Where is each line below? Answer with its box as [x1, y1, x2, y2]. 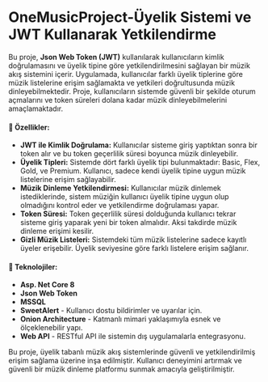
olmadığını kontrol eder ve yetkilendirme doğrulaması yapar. [19, 201, 220, 210]
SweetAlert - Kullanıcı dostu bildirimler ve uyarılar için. [19, 306, 203, 316]
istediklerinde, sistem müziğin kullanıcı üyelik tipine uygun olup [19, 192, 229, 202]
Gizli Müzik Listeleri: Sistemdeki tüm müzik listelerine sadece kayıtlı [19, 235, 247, 244]
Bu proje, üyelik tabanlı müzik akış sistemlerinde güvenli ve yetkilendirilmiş [8, 347, 256, 357]
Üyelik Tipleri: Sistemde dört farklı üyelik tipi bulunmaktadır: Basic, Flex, [19, 158, 261, 168]
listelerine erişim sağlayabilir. [19, 175, 116, 185]
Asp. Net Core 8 [19, 280, 75, 290]
